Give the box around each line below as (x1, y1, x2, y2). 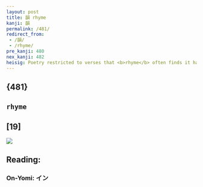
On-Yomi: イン (6, 174, 49, 182)
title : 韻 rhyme (6, 15, 47, 21)
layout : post (6, 8, 39, 15)
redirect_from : (6, 31, 45, 38)
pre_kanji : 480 (6, 48, 45, 54)
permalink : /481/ (6, 25, 50, 32)
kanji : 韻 (6, 20, 30, 26)
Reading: (6, 155, 41, 165)
